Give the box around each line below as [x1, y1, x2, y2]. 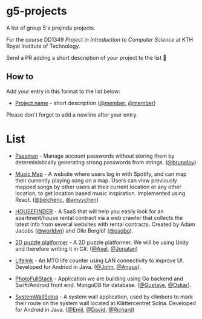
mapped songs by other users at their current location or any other [15, 183, 181, 190]
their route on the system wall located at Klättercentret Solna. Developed [15, 299, 197, 306]
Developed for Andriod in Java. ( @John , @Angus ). [15, 263, 142, 270]
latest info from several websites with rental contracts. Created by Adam [15, 221, 195, 228]
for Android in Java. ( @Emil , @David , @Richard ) [15, 306, 135, 313]
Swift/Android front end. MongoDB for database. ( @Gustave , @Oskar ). [15, 281, 192, 288]
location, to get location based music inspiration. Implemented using [15, 189, 186, 197]
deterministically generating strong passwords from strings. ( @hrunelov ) [15, 158, 197, 166]
